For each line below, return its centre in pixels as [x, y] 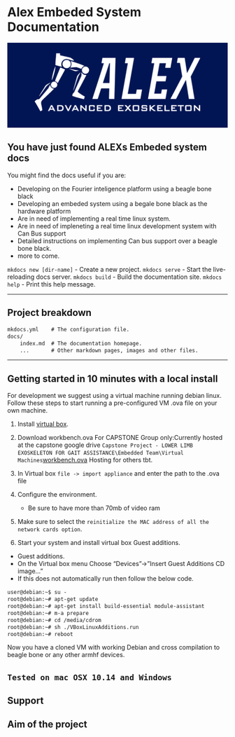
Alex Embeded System [74, 12]
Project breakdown [50, 313]
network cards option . [50, 529]
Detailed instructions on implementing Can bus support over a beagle [117, 241]
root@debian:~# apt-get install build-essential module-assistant [106, 607]
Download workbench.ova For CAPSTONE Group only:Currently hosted [120, 438]
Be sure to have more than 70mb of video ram [94, 508]
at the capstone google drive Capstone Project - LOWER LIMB [105, 445]
